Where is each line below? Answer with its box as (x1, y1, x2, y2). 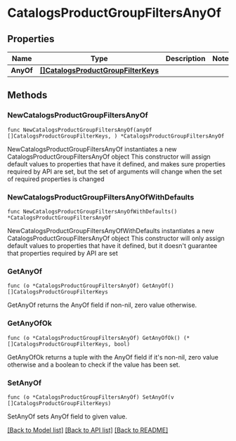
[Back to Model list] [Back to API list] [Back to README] (7, 426, 169, 434)
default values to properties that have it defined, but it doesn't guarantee (7, 241, 218, 250)
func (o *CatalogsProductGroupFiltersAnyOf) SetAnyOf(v (7, 393, 174, 401)
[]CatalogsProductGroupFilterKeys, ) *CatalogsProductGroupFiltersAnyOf (7, 132, 225, 140)
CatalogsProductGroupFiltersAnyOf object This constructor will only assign (7, 234, 225, 242)
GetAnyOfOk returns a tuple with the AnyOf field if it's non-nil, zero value (7, 353, 219, 361)
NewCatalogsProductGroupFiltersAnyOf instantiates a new (7, 145, 177, 153)
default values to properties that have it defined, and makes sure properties (7, 159, 226, 168)
